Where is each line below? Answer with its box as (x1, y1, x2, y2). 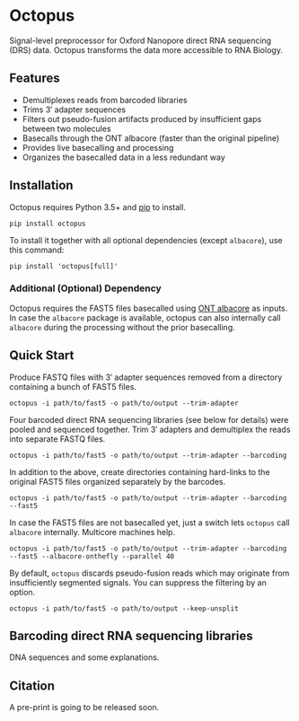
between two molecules (22, 123, 111, 134)
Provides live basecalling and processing (22, 142, 174, 153)
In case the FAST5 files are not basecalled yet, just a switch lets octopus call (9, 517, 290, 528)
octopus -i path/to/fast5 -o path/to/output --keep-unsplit (9, 603, 240, 613)
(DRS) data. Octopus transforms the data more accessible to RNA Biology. (9, 44, 283, 55)
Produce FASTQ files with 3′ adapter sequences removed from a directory (9, 372, 283, 382)
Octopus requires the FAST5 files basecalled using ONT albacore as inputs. (9, 303, 288, 313)
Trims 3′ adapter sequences (22, 104, 127, 115)
